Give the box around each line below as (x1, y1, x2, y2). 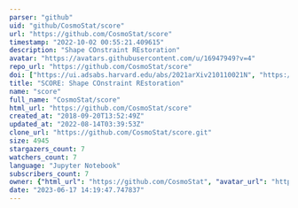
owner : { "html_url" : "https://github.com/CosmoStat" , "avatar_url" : (9, 178, 268, 187)
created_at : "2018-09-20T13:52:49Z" (9, 112, 145, 120)
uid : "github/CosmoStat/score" (9, 21, 125, 30)
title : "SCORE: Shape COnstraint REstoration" (9, 79, 184, 88)
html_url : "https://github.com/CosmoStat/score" (9, 104, 192, 112)
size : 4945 (9, 136, 50, 145)
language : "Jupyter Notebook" (9, 161, 122, 170)
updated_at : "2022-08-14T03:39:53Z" (9, 120, 145, 129)
